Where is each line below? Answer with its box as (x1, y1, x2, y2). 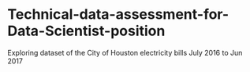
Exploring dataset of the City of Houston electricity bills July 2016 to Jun (7, 48, 243, 57)
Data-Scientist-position (7, 22, 166, 40)
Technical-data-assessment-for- (7, 5, 229, 23)
